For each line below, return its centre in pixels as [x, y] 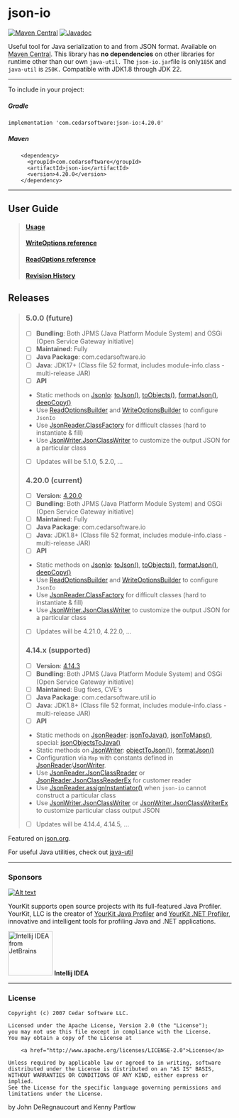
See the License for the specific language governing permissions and [115, 1087]
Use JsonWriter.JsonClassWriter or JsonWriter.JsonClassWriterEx [132, 803]
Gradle [18, 106]
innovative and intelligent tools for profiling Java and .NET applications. [112, 921]
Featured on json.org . [39, 838]
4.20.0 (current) [54, 480]
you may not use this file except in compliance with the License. [110, 1031]
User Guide [33, 209]
